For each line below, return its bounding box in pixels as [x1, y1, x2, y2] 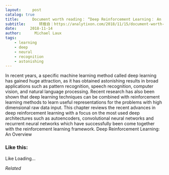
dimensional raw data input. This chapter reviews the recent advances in [5, 105, 156, 111]
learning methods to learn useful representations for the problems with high [5, 99, 162, 106]
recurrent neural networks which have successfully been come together [5, 121, 155, 127]
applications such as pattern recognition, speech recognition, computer [5, 83, 154, 90]
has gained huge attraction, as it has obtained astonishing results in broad [5, 78, 158, 84]
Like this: [5, 144, 28, 151]
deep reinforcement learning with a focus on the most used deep [5, 110, 140, 116]
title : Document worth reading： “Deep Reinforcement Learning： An [5, 17, 162, 22]
